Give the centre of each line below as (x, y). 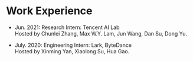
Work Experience (49, 11)
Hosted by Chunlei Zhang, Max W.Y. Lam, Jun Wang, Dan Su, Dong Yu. (101, 33)
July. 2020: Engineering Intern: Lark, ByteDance (73, 45)
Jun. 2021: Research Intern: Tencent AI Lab (67, 27)
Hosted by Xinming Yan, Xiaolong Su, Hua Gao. (72, 51)
